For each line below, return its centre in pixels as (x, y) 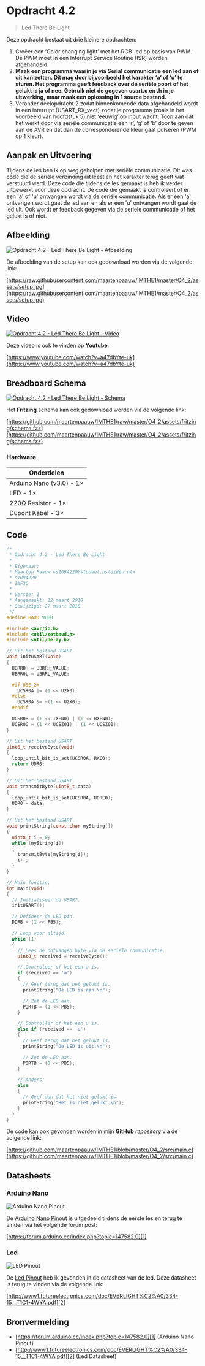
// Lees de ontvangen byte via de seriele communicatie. (91, 950)
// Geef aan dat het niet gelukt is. (71, 1097)
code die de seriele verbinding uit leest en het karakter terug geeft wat (95, 177)
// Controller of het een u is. (58, 1024)
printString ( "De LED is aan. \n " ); (67, 990)
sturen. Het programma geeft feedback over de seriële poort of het (102, 84)
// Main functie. (28, 883)
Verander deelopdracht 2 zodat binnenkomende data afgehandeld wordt (106, 103)
